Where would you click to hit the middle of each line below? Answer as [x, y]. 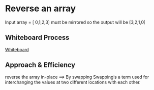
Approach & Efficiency [40, 65]
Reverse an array [41, 9]
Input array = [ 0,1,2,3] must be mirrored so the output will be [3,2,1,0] [75, 22]
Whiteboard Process [37, 38]
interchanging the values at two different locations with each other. [73, 82]
